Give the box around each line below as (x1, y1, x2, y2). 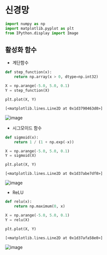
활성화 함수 (5, 45, 37, 54)
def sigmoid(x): (5, 135, 39, 140)
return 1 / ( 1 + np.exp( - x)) (14, 139, 74, 144)
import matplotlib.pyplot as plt (5, 26, 74, 31)
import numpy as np (5, 21, 46, 26)
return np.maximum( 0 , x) (14, 204, 65, 209)
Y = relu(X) (5, 217, 30, 222)
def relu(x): (5, 199, 32, 204)
